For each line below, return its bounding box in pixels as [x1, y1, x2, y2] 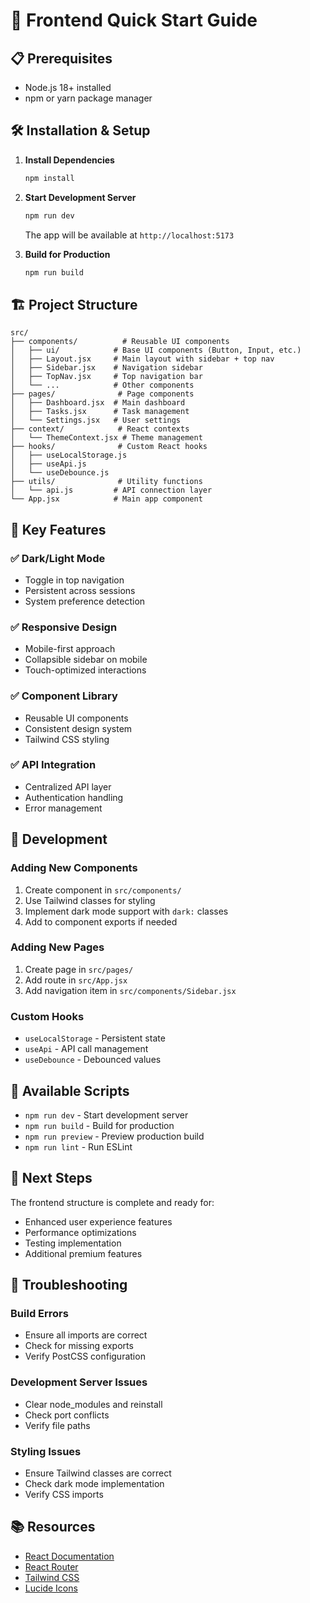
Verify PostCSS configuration [24, 1350, 146, 1363]
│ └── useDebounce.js [10, 468, 110, 478]
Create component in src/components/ [24, 884, 182, 896]
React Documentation [24, 1550, 115, 1562]
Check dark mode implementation [24, 1478, 165, 1490]
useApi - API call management [24, 1043, 149, 1055]
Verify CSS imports [24, 1489, 104, 1501]
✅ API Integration [10, 758, 97, 772]
